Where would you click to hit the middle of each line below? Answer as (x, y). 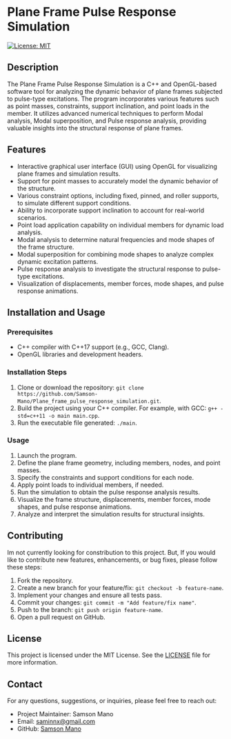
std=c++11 (31, 416)
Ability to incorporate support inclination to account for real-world (111, 210)
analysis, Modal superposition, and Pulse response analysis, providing (107, 121)
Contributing (35, 536)
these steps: (25, 567)
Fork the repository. (45, 580)
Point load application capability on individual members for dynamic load (120, 225)
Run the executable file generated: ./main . (77, 423)
